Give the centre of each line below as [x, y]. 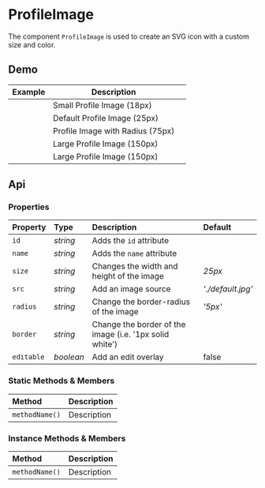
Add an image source [131, 289]
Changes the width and [135, 266]
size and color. [32, 44]
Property [29, 227]
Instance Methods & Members [67, 438]
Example [29, 92]
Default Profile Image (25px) [106, 118]
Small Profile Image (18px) [102, 105]
